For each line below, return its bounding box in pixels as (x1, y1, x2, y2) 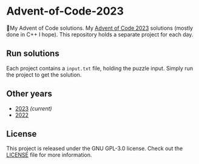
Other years (6, 89, 53, 99)
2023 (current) (15, 104, 53, 112)
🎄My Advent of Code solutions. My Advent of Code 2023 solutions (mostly (6, 24, 193, 32)
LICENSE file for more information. (6, 151, 92, 159)
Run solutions (6, 49, 59, 59)
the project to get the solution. (6, 71, 82, 78)
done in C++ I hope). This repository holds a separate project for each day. (6, 30, 194, 38)
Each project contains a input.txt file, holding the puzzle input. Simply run (6, 64, 193, 72)
